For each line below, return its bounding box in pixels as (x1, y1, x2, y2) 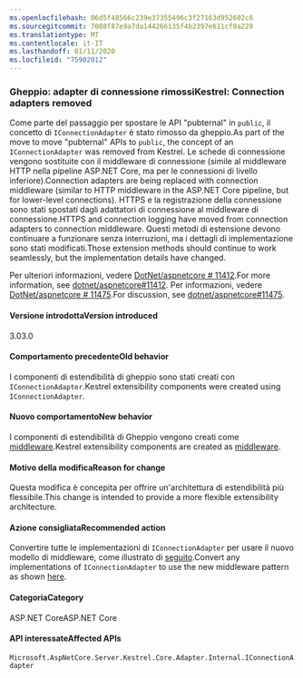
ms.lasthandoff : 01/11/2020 (9, 47, 116, 56)
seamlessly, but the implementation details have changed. (9, 252, 227, 263)
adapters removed (9, 96, 93, 109)
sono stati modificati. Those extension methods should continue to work (9, 242, 277, 254)
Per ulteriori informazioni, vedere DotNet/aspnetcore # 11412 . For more (9, 270, 270, 281)
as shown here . (9, 571, 67, 582)
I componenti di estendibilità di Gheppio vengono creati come (9, 431, 239, 442)
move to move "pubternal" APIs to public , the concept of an (9, 137, 234, 148)
